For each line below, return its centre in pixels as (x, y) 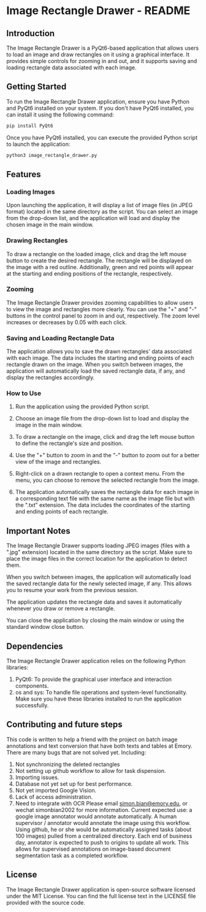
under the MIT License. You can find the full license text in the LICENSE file (101, 896)
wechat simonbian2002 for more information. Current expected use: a (104, 810)
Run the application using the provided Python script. (82, 407)
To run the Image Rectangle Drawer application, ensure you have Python (98, 101)
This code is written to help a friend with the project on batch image (92, 739)
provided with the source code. (46, 902)
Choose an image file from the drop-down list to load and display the (102, 419)
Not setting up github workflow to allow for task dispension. (91, 770)
